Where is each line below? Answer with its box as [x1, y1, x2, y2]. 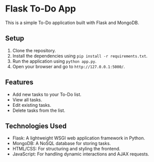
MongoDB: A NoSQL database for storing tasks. [12, 140, 111, 146]
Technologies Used [5, 121, 66, 130]
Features [5, 78, 33, 87]
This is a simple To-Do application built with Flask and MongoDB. [5, 20, 139, 26]
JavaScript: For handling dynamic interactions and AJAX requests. [12, 151, 149, 157]
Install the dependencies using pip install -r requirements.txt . [12, 53, 147, 59]
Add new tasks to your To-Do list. [12, 91, 81, 97]
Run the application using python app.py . [12, 58, 96, 64]
